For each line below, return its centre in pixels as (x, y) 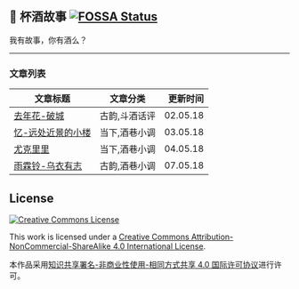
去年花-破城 (39, 116)
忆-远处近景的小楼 (53, 132)
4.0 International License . (159, 246)
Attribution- (212, 237)
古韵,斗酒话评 (127, 116)
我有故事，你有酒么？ (48, 40)
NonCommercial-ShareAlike (60, 246)
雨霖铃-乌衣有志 (48, 166)
